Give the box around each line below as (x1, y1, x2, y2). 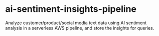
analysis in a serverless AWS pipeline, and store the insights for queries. (5, 25, 154, 31)
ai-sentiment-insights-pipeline (5, 3, 137, 15)
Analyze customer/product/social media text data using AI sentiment (5, 20, 147, 26)
